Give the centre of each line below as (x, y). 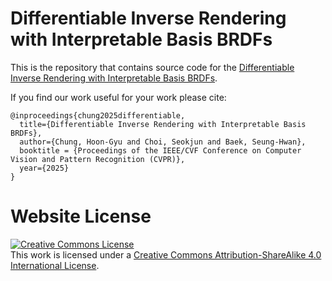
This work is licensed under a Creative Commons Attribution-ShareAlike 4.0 (166, 254)
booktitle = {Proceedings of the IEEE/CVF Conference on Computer (160, 150)
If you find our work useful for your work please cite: (118, 97)
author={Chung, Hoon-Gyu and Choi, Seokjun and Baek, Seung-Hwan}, (163, 142)
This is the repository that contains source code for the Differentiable (152, 67)
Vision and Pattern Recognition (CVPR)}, (98, 159)
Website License (81, 216)
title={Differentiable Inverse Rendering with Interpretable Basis (163, 124)
